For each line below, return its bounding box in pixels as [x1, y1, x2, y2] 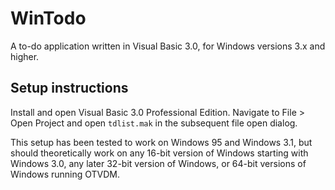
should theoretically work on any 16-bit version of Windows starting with [10, 147, 309, 159]
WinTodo [10, 7, 87, 30]
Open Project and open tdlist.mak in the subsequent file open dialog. [10, 117, 298, 129]
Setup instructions [10, 80, 129, 97]
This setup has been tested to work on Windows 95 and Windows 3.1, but [10, 136, 313, 148]
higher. [10, 50, 40, 62]
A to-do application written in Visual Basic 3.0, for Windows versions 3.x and [10, 40, 326, 52]
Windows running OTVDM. [10, 168, 120, 180]
